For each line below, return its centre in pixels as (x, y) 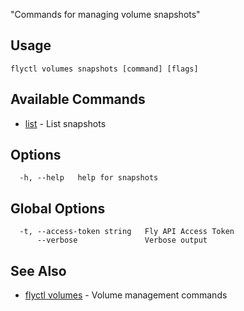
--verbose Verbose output (122, 240)
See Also (38, 270)
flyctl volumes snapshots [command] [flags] (104, 69)
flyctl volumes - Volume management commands (126, 295)
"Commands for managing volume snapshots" (105, 14)
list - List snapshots (65, 123)
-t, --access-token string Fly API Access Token (127, 232)
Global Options (58, 208)
